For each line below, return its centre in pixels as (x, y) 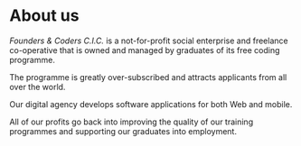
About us (44, 16)
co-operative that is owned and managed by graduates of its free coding (145, 50)
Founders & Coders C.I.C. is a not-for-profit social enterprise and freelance (149, 41)
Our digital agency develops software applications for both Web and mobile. (151, 104)
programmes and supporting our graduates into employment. (123, 131)
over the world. (38, 87)
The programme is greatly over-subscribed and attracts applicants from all (148, 77)
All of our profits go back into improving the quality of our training (132, 122)
